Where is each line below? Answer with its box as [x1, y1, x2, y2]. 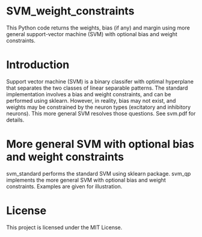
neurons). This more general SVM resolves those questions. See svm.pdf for [6, 109, 196, 117]
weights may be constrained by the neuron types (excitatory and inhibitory [6, 103, 191, 111]
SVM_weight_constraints [6, 4, 135, 18]
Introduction [6, 58, 70, 72]
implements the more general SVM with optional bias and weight [6, 176, 167, 183]
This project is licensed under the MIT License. [6, 224, 123, 231]
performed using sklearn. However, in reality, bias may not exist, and [6, 97, 176, 104]
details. [6, 116, 25, 123]
